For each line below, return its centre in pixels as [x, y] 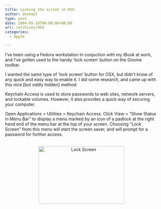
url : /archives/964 [25, 28]
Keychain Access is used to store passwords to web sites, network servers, [80, 94]
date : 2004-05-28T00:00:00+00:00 [39, 23]
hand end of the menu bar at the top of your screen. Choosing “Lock [73, 124]
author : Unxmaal [21, 14]
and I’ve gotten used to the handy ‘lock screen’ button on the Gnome [73, 60]
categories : [17, 32]
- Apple [17, 37]
